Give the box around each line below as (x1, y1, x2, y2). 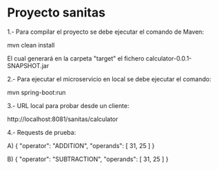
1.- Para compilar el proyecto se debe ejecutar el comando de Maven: (7, 28, 204, 36)
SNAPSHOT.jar (7, 61, 50, 70)
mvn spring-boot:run (7, 88, 66, 96)
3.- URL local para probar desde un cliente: (7, 101, 129, 109)
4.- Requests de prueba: (7, 128, 76, 136)
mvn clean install (7, 41, 55, 49)
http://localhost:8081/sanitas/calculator (7, 115, 118, 123)
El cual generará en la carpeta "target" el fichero (7, 54, 144, 63)
